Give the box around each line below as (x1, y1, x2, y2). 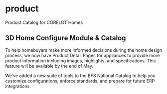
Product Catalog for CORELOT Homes (5, 19, 83, 25)
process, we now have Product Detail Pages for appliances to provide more (5, 52, 160, 58)
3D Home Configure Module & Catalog (5, 34, 126, 42)
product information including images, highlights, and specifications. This (5, 58, 156, 64)
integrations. (5, 83, 31, 89)
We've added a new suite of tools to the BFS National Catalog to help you (5, 73, 156, 79)
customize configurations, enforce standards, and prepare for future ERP (5, 78, 155, 84)
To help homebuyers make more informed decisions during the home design (5, 47, 163, 53)
